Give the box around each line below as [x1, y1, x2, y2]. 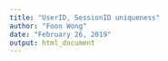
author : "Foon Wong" [9, 22, 88, 30]
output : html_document [9, 38, 95, 48]
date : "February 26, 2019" [9, 30, 112, 39]
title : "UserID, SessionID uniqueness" [9, 13, 161, 22]
